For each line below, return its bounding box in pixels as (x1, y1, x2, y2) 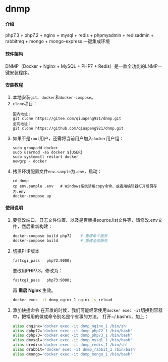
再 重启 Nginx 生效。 (12, 287, 56, 293)
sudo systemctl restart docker (12, 154, 79, 159)
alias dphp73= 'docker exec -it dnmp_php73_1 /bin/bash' (12, 333, 133, 338)
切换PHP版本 (12, 248, 40, 254)
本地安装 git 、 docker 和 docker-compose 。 (12, 94, 96, 100)
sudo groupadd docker (12, 145, 58, 150)
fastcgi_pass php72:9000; (12, 258, 72, 263)
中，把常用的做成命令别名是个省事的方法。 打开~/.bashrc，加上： (12, 313, 149, 319)
